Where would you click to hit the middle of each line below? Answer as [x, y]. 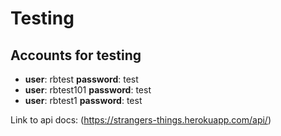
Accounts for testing [76, 55]
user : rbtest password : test [81, 79]
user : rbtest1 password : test [83, 100]
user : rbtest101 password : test [88, 90]
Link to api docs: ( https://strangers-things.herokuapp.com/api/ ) [141, 120]
